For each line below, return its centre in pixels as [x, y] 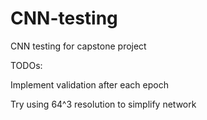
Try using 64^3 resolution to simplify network [103, 104]
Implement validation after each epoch [89, 84]
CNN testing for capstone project [78, 46]
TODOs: [26, 65]
